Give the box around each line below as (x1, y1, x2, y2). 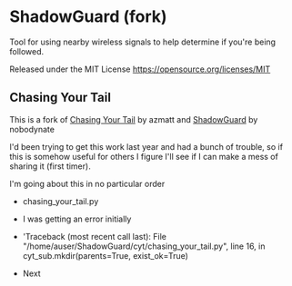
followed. (9, 45, 45, 56)
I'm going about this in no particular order (9, 178, 166, 189)
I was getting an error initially (22, 213, 132, 224)
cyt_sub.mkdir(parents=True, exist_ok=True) (22, 250, 189, 261)
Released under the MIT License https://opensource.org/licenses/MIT (9, 64, 271, 74)
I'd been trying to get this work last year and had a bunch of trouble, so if (9, 141, 284, 152)
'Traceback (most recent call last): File (22, 231, 166, 242)
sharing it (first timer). (9, 161, 91, 172)
